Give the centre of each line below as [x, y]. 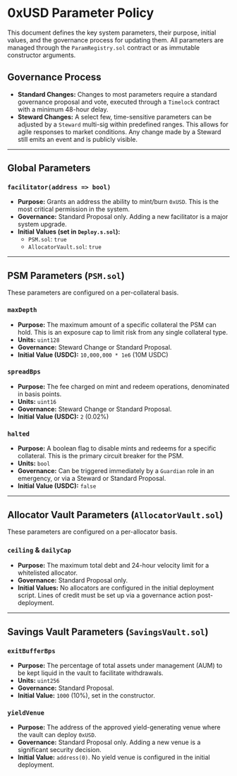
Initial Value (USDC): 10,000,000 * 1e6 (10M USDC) [93, 354]
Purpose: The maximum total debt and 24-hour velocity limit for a [113, 566]
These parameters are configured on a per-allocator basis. [92, 532]
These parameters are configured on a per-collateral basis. [93, 293]
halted [19, 434]
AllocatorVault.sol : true [65, 247]
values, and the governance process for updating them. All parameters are [116, 40]
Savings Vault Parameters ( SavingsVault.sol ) [108, 632]
